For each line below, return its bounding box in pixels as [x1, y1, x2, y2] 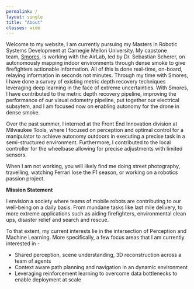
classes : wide [6, 25, 41, 31]
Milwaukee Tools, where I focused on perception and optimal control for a [6, 127, 184, 134]
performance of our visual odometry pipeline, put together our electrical [6, 97, 179, 104]
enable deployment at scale [14, 276, 82, 283]
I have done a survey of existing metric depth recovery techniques [6, 78, 166, 85]
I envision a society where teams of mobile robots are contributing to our [6, 198, 181, 205]
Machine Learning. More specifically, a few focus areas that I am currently [6, 234, 185, 241]
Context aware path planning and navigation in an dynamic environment [14, 264, 188, 271]
